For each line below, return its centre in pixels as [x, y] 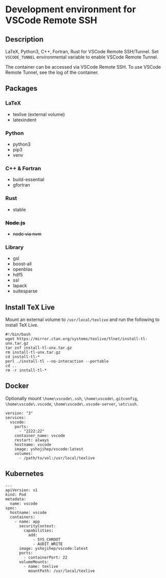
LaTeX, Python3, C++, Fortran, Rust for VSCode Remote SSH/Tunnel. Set [82, 52]
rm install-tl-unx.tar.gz [33, 352]
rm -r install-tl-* [26, 370]
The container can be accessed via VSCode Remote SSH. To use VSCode [83, 67]
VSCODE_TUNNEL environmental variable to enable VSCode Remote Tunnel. [82, 57]
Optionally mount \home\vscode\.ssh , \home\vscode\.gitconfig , [72, 398]
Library [15, 247]
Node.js [15, 223]
